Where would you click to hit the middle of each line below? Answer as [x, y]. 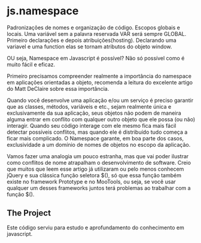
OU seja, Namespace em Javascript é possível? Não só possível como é [96, 58]
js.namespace [43, 11]
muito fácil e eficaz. [31, 64]
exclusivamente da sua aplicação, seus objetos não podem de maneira [94, 113]
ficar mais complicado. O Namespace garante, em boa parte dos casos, [95, 138]
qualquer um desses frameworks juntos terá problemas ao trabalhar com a [99, 188]
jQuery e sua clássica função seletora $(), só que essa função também [94, 175]
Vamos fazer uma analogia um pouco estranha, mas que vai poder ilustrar [98, 156]
